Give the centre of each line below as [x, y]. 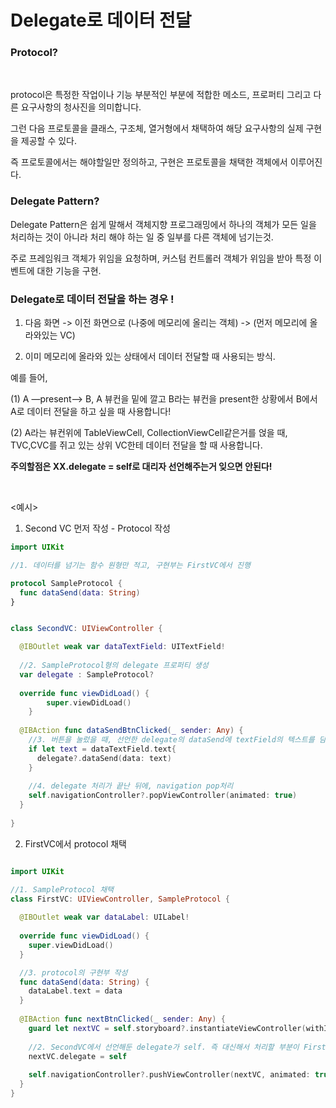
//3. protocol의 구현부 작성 [73, 972]
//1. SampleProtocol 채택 [62, 889]
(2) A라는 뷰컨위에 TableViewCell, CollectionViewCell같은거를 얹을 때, [149, 433]
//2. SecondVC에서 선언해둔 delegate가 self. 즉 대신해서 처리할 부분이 [164, 1047]
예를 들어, [29, 378]
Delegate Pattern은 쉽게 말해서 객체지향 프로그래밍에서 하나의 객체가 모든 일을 [163, 224]
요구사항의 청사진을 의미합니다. [81, 107]
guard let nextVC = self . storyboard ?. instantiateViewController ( [167, 1028]
